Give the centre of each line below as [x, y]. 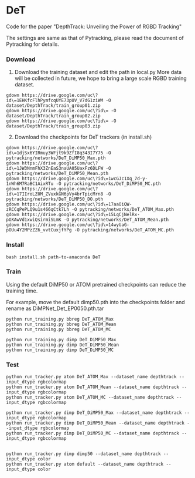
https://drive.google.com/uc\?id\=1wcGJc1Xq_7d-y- [85, 179]
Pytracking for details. [33, 44]
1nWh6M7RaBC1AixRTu [30, 184]
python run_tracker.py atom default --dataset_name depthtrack [85, 464]
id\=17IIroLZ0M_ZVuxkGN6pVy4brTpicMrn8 [55, 194]
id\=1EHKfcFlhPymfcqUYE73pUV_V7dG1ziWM [55, 100]
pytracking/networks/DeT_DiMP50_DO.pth [55, 199]
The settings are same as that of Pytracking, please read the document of [95, 38]
